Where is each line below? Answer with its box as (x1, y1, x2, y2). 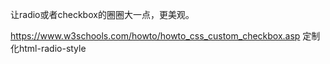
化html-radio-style (10, 43, 87, 54)
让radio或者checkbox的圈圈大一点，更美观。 (10, 9, 195, 20)
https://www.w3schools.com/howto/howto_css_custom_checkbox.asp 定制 (10, 30, 321, 42)
